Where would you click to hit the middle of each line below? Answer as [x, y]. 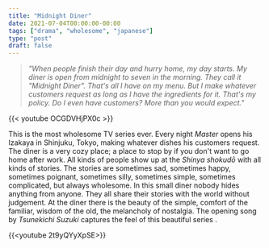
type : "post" [30, 38]
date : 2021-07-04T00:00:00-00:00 [65, 23]
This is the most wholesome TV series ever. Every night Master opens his [130, 134]
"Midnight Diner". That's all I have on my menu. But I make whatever [142, 86]
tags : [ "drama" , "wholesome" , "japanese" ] [81, 31]
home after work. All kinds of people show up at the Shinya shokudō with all [134, 160]
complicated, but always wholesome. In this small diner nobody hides [124, 185]
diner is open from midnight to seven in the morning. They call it [134, 77]
